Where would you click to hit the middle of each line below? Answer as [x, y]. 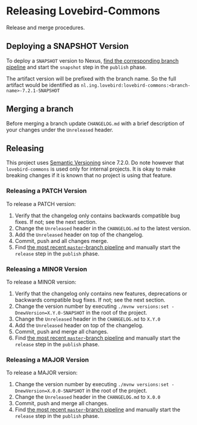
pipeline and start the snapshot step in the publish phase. [77, 67]
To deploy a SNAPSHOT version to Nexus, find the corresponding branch [93, 60]
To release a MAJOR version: [42, 373]
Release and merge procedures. [46, 27]
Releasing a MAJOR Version [48, 359]
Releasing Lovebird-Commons [83, 11]
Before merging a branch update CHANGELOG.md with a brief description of [96, 123]
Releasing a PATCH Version [47, 191]
